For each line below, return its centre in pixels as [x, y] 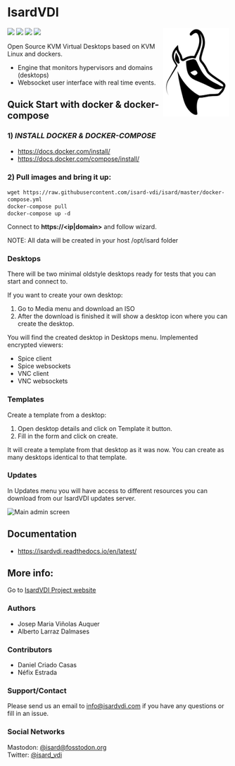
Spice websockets [44, 366]
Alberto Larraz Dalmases [53, 631]
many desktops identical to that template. [67, 457]
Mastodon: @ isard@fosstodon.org [57, 747]
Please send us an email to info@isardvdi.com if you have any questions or [116, 706]
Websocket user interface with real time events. [87, 83]
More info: [31, 573]
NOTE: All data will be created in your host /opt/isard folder [93, 240]
